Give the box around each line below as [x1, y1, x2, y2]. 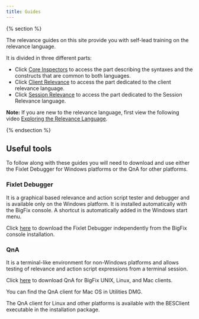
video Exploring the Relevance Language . [6, 115, 108, 122]
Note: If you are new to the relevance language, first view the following [6, 109, 179, 116]
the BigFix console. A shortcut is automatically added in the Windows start [6, 206, 188, 213]
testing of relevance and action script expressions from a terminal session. [6, 265, 188, 273]
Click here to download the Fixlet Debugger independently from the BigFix [6, 224, 188, 231]
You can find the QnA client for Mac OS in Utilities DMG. [6, 288, 143, 295]
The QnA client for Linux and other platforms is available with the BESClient [6, 300, 190, 307]
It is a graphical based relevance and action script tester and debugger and [6, 194, 190, 201]
